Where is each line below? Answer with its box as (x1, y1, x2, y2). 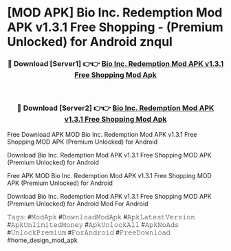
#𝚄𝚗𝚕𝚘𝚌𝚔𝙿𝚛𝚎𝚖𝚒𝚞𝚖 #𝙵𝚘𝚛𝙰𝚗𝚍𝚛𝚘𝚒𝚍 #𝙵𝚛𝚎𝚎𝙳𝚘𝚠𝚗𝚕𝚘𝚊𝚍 (7, 228, 170, 237)
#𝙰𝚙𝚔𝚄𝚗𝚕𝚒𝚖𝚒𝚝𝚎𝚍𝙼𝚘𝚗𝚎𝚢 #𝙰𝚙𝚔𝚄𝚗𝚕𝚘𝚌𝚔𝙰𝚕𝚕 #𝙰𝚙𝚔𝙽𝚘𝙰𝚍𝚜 (7, 220, 179, 228)
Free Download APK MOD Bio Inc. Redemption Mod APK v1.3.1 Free (7, 130, 197, 138)
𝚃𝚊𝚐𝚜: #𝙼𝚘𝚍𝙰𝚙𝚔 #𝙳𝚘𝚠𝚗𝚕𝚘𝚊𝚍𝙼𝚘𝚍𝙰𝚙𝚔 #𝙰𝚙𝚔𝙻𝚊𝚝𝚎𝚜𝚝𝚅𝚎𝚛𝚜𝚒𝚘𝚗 (7, 212, 196, 221)
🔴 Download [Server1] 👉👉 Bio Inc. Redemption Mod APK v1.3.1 (7, 59, 224, 69)
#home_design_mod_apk (7, 236, 78, 244)
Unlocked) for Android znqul (7, 34, 173, 50)
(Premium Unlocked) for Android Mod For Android (7, 199, 148, 208)
